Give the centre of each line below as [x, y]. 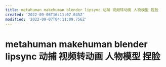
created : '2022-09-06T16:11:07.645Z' [45, 15]
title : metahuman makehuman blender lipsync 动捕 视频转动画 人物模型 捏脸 [82, 10]
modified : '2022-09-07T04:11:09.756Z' [46, 19]
